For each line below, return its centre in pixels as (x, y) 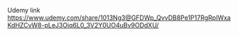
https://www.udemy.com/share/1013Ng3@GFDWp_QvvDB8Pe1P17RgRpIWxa (119, 18)
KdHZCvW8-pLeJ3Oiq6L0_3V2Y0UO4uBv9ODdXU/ (83, 25)
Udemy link (24, 10)
